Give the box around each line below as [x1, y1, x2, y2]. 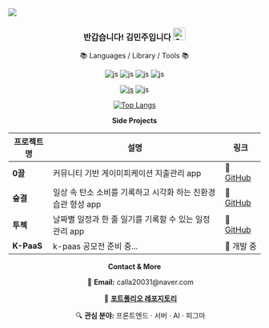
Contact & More [107, 262, 162, 271]
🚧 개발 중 [224, 241, 257, 252]
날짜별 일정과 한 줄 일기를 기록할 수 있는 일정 [53, 214, 211, 225]
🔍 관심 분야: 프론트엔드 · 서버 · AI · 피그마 [75, 311, 206, 321]
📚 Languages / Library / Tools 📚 [79, 51, 190, 61]
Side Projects [111, 116, 158, 126]
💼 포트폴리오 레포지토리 [103, 294, 178, 303]
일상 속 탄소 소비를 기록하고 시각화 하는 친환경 [53, 187, 216, 198]
